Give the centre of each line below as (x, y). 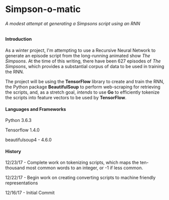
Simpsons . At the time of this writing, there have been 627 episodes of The (83, 61)
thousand (15, 168)
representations (22, 183)
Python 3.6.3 (18, 120)
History (13, 151)
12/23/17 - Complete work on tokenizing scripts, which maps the (72, 163)
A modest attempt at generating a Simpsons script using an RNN (73, 23)
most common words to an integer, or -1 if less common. (84, 168)
